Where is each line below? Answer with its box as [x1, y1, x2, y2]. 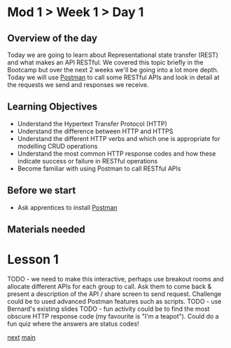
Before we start [7, 185, 76, 196]
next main [7, 333, 36, 341]
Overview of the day [7, 32, 98, 44]
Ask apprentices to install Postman [17, 203, 118, 211]
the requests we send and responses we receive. [7, 81, 149, 88]
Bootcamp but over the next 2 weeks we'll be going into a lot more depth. [7, 66, 219, 74]
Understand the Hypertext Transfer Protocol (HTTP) [17, 119, 168, 128]
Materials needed [7, 224, 85, 236]
